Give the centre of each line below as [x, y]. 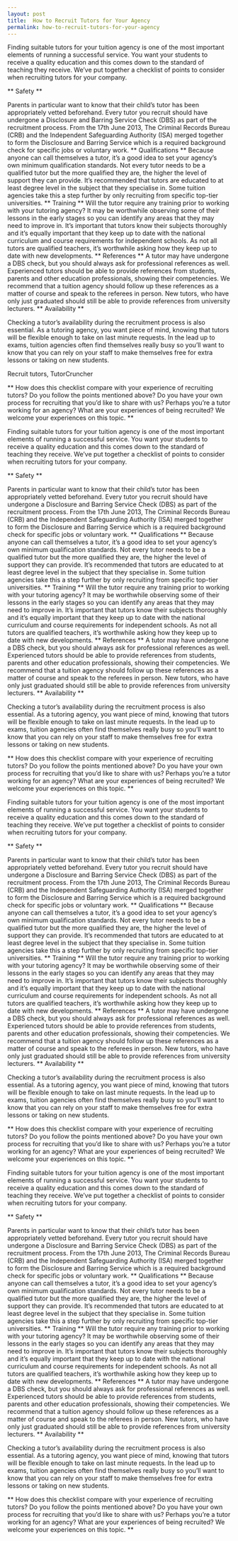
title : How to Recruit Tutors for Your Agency [79, 21]
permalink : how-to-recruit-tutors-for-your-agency [84, 27]
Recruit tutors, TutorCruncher [50, 374]
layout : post [27, 14]
